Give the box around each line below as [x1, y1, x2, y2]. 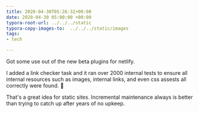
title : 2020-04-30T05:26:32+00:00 [6, 8, 92, 15]
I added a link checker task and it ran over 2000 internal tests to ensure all [6, 70, 188, 76]
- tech [6, 36, 23, 42]
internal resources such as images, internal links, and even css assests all [6, 76, 187, 83]
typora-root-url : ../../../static [6, 20, 92, 26]
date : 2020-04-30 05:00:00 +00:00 [6, 14, 92, 20]
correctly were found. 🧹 [6, 82, 64, 89]
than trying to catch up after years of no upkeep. [6, 100, 125, 107]
